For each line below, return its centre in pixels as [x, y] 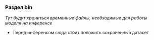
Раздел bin [19, 7]
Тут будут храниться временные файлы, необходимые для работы [76, 18]
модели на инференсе [29, 23]
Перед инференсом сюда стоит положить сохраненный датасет [80, 33]
